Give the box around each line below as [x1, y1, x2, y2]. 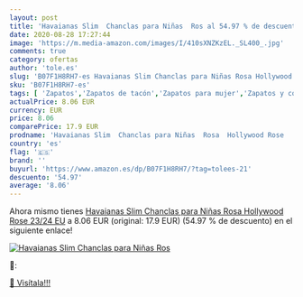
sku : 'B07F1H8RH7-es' [9, 80, 91, 89]
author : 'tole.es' [9, 64, 78, 73]
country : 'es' [9, 139, 63, 148]
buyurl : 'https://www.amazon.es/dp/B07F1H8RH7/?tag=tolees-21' [9, 164, 252, 173]
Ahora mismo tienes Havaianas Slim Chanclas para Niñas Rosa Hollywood [9, 206, 284, 217]
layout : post [9, 13, 59, 23]
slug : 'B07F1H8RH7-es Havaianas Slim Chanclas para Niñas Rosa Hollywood [9, 72, 293, 81]
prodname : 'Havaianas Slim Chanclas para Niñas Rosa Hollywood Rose [9, 131, 284, 140]
